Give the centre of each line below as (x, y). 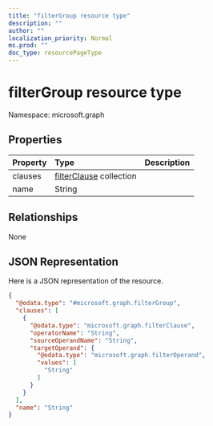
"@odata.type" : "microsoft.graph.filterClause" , (112, 325)
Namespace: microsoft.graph (56, 115)
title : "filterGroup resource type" (69, 16)
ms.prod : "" (28, 46)
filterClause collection (96, 175)
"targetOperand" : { (62, 348)
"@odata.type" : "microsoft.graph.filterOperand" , (121, 356)
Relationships (43, 217)
